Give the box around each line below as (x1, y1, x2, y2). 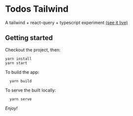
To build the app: (5, 69, 39, 75)
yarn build (9, 78, 32, 84)
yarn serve (9, 96, 32, 101)
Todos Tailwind (5, 3, 69, 15)
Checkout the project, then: (5, 46, 61, 52)
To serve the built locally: (5, 87, 56, 93)
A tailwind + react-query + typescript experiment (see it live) (5, 20, 128, 25)
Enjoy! (5, 105, 18, 111)
